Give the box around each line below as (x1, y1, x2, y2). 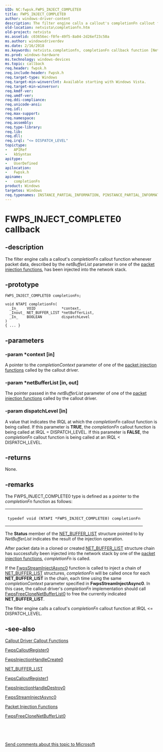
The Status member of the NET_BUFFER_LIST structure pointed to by (5, 531, 144, 537)
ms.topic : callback (5, 61, 45, 66)
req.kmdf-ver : (5, 89, 34, 93)
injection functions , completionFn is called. (5, 555, 91, 562)
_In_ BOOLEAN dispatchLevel (9, 315, 90, 320)
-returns (5, 453, 31, 462)
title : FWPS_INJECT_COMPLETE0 (5, 12, 66, 17)
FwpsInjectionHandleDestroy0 (5, 685, 65, 691)
